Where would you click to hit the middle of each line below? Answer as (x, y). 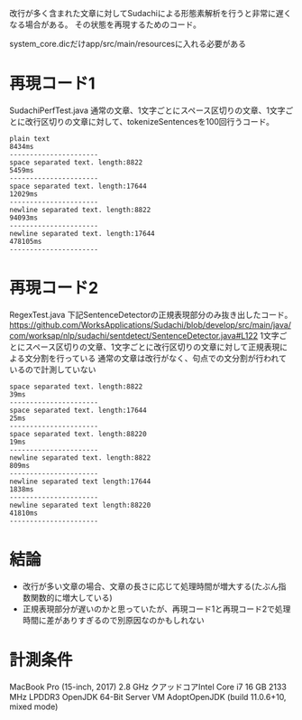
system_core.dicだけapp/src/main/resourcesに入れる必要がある (128, 44)
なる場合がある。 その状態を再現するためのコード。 (105, 24)
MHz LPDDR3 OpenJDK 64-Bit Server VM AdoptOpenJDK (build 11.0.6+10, (148, 697)
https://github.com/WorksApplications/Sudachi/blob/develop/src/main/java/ (150, 324)
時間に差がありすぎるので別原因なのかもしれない (113, 620)
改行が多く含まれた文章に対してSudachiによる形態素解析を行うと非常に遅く (151, 13)
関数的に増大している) (71, 597)
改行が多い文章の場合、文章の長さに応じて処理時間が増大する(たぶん (150, 586)
